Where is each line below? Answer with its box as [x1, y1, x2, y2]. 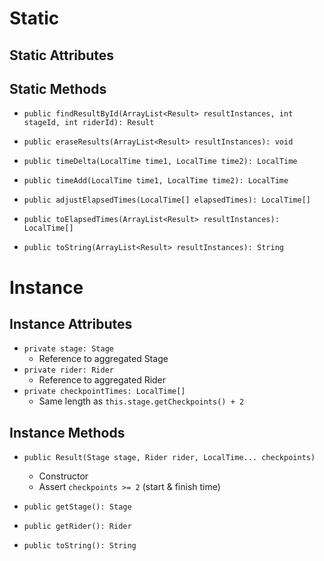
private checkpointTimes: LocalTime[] [23, 387, 186, 397]
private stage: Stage [23, 344, 114, 354]
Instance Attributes [9, 315, 133, 332]
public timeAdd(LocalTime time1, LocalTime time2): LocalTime [23, 176, 289, 186]
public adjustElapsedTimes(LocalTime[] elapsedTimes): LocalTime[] [23, 195, 311, 206]
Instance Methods [9, 424, 126, 441]
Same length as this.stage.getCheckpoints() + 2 [38, 395, 245, 407]
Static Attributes [9, 47, 115, 64]
